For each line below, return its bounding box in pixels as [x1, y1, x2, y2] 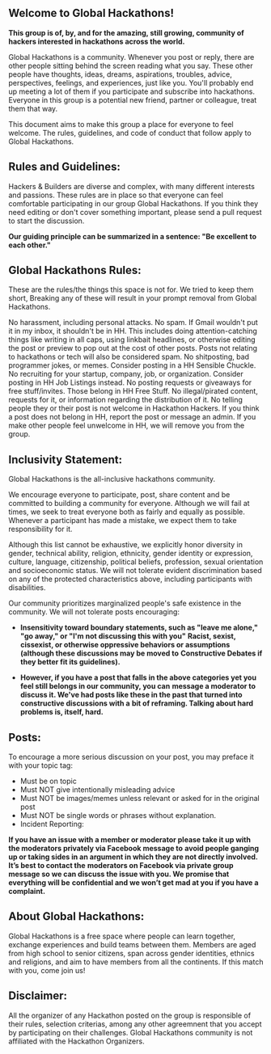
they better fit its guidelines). [19, 657, 121, 667]
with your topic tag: [8, 761, 73, 770]
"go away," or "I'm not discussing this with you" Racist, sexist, [19, 631, 236, 641]
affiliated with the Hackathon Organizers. [8, 1036, 145, 1046]
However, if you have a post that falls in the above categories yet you [19, 672, 257, 682]
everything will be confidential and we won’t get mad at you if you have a [8, 878, 259, 887]
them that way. [8, 103, 58, 113]
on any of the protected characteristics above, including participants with [8, 574, 252, 584]
